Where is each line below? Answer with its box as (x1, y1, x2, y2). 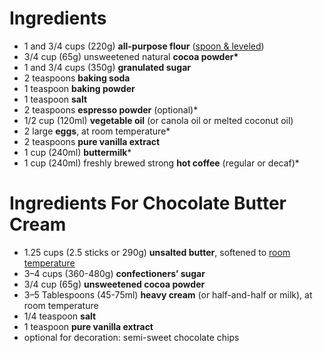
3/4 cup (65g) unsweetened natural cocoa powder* (23, 50, 239, 62)
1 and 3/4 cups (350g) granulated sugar (23, 61, 191, 73)
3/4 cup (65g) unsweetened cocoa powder (23, 278, 206, 290)
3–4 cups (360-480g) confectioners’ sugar (23, 267, 206, 279)
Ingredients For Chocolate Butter (9, 192, 287, 215)
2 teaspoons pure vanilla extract (23, 135, 161, 147)
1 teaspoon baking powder (23, 82, 136, 94)
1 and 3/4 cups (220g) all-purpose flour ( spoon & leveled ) (23, 40, 265, 52)
